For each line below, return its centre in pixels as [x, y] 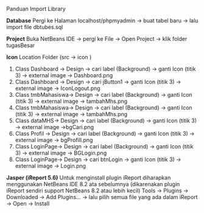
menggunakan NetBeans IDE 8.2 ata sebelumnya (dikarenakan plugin [93, 184]
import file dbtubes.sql [35, 27]
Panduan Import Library [36, 9]
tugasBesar [21, 45]
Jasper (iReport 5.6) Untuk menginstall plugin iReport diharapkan [89, 178]
